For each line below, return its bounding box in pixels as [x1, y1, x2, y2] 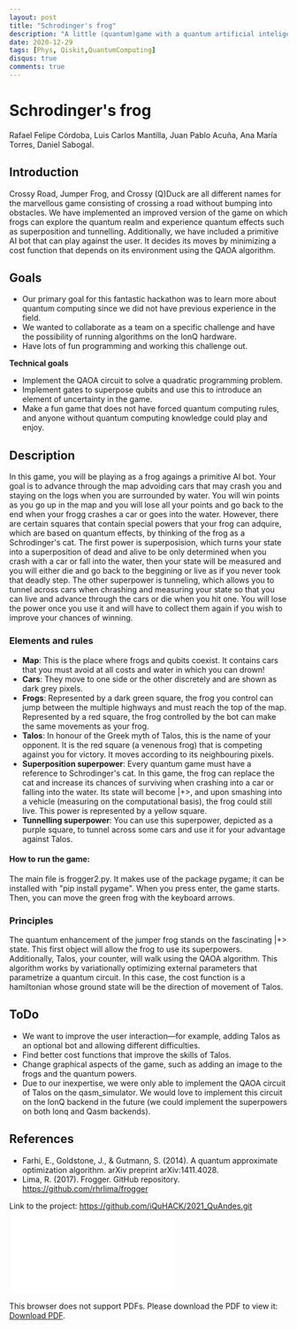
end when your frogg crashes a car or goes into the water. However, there [9, 509, 279, 520]
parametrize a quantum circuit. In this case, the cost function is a [9, 972, 246, 983]
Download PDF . [9, 1310, 66, 1320]
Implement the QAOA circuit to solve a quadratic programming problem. [21, 375, 283, 386]
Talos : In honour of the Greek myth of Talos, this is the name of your [21, 730, 271, 740]
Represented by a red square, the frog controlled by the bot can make [21, 711, 277, 722]
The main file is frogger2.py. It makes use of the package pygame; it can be [9, 873, 285, 884]
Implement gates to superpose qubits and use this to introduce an [21, 384, 263, 395]
